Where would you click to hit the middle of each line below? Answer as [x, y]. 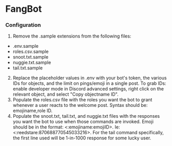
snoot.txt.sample [31, 57]
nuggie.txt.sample [32, 63]
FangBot [24, 9]
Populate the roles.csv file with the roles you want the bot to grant [82, 100]
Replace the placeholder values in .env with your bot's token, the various [90, 78]
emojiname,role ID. [33, 111]
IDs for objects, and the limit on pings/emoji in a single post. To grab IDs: [89, 83]
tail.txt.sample [27, 68]
